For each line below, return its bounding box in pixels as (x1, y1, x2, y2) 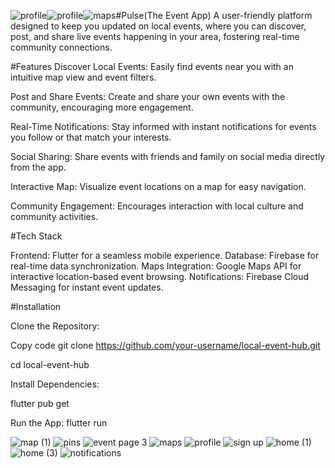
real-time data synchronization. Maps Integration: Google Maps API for (10, 260, 302, 272)
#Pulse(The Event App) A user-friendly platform (115, 10, 313, 21)
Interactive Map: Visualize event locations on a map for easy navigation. (10, 181, 307, 192)
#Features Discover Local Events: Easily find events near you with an (10, 61, 294, 72)
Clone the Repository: (10, 320, 100, 332)
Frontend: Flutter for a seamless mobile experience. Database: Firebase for (10, 250, 320, 261)
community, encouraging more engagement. (10, 101, 194, 113)
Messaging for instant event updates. (10, 281, 164, 293)
